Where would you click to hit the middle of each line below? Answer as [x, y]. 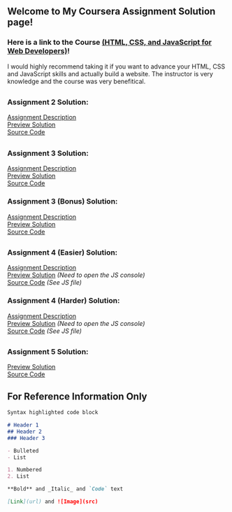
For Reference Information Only [77, 396]
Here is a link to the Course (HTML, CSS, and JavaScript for [109, 43]
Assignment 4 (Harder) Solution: [64, 301]
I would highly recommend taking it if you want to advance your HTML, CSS [116, 66]
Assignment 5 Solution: [48, 351]
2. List [19, 476]
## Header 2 [24, 432]
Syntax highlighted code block [53, 413]
